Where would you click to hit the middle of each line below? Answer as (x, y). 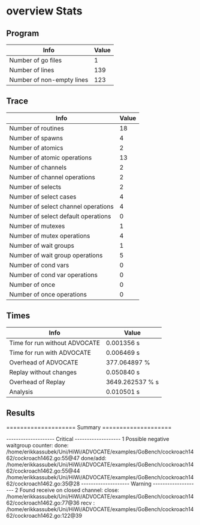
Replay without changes (43, 372)
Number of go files (35, 60)
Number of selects (35, 186)
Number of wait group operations (56, 255)
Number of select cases (43, 197)
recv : (88, 503)
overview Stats (44, 11)
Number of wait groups (42, 245)
